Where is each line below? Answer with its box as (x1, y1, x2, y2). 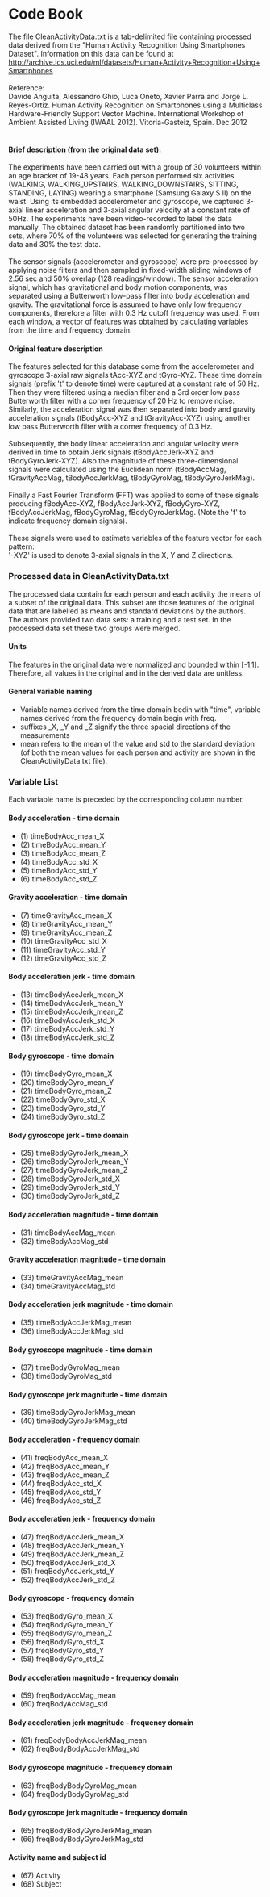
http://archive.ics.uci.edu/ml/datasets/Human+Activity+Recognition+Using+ (8, 57, 260, 67)
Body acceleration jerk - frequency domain (8, 1514, 156, 1524)
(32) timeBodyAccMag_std (19, 1236, 109, 1246)
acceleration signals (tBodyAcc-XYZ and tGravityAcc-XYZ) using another (8, 413, 251, 423)
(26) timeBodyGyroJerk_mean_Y (19, 1157, 129, 1166)
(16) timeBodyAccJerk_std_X (19, 1015, 115, 1025)
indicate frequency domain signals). (8, 516, 127, 526)
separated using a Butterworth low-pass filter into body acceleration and (8, 291, 250, 301)
